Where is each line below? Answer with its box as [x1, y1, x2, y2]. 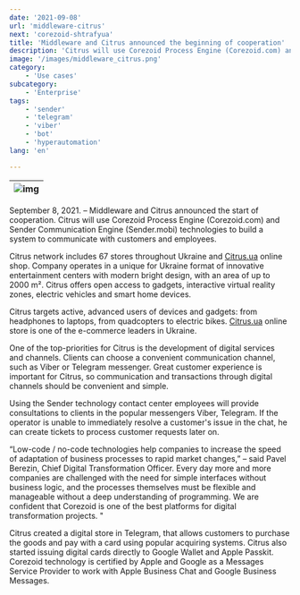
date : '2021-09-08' [9, 13, 82, 22]
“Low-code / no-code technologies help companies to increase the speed [9, 444, 281, 455]
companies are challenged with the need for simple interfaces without [9, 472, 267, 483]
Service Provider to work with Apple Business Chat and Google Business [9, 565, 277, 576]
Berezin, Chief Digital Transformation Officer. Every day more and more [9, 463, 271, 473]
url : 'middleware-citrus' [9, 21, 105, 30]
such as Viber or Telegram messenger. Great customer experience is [9, 361, 262, 372]
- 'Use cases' [25, 72, 78, 81]
